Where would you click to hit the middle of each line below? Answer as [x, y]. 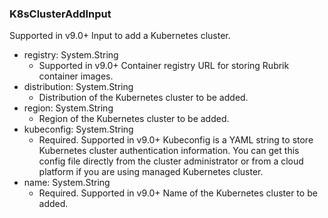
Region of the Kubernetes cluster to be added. [134, 119]
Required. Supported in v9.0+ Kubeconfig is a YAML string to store [176, 140]
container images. [76, 76]
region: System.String [68, 108]
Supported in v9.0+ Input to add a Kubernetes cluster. [120, 36]
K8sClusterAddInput [60, 14]
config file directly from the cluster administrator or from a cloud [171, 161]
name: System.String [67, 183]
